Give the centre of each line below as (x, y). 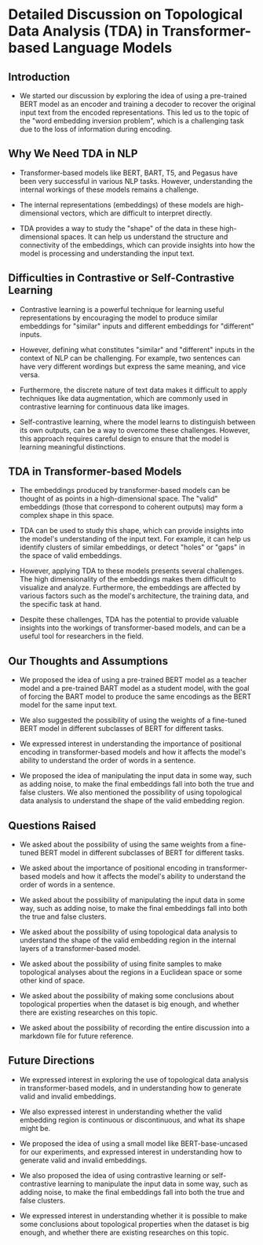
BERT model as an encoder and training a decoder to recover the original (137, 104)
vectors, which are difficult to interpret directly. (137, 213)
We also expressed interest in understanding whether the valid (121, 1111)
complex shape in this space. (67, 516)
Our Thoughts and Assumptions (88, 661)
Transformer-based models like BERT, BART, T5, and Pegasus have (128, 173)
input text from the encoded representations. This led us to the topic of (134, 112)
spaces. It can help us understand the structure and (144, 237)
